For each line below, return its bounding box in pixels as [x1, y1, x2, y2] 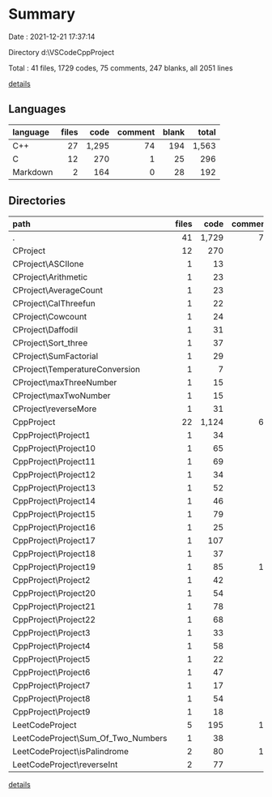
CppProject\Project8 [12, 692, 91, 704]
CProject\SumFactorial [12, 350, 99, 362]
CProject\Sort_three [12, 337, 88, 349]
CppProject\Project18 [12, 548, 96, 559]
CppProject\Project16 [12, 521, 96, 533]
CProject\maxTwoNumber [12, 390, 111, 401]
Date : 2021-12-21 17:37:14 [8, 32, 96, 41]
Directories [8, 194, 66, 208]
